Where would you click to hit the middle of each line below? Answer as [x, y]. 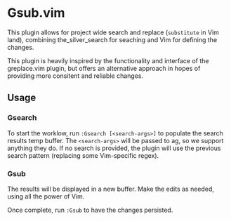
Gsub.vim [36, 13]
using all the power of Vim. [46, 196]
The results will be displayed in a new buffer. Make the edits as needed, [111, 189]
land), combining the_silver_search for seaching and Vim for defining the [112, 39]
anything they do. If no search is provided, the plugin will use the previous [114, 148]
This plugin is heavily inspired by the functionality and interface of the [108, 60]
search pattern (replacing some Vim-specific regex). [83, 155]
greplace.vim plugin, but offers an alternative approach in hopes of [104, 68]
